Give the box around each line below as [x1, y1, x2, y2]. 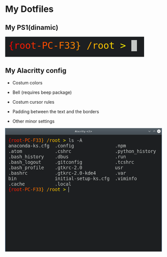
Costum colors [12, 79, 43, 85]
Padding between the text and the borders [12, 108, 99, 115]
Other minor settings [12, 118, 55, 124]
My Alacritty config [5, 66, 67, 75]
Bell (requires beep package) [12, 89, 72, 95]
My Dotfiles [5, 3, 54, 15]
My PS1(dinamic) [5, 23, 59, 32]
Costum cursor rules [12, 99, 55, 105]
